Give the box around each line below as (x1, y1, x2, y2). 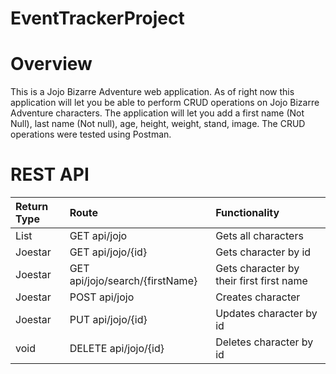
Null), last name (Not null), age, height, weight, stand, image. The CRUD (10, 118, 306, 130)
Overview (10, 53, 93, 76)
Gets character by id (215, 245, 312, 259)
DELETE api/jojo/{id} (69, 342, 165, 356)
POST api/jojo (69, 290, 135, 304)
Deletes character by (215, 335, 314, 349)
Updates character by (215, 307, 318, 321)
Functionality (215, 206, 280, 220)
